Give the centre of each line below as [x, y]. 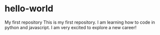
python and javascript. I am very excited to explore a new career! [71, 27]
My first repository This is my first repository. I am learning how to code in [80, 22]
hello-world [29, 9]
